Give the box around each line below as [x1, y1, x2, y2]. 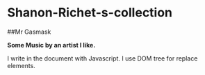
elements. [7, 61, 36, 69]
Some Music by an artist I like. [7, 41, 96, 49]
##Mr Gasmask [7, 28, 51, 36]
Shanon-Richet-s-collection [7, 5, 172, 21]
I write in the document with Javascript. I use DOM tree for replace [7, 54, 198, 63]
